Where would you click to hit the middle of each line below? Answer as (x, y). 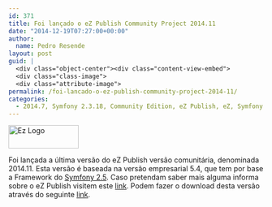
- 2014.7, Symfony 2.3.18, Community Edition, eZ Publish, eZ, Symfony (140, 106)
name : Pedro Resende (50, 46)
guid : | (22, 62)
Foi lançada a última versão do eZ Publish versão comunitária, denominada (134, 160)
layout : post (30, 54)
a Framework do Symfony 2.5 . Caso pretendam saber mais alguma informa (134, 177)
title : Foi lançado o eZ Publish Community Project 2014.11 (112, 24)
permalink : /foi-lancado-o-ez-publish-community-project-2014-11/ (123, 91)
